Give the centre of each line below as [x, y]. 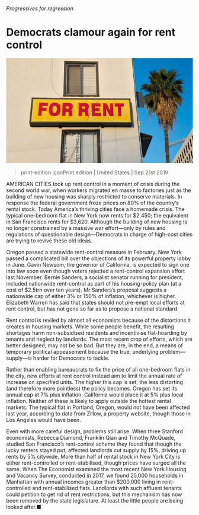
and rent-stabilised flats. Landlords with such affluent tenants [107, 488]
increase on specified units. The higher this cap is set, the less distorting [95, 382]
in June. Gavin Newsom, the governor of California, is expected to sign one [98, 265]
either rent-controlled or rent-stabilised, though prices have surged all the [96, 463]
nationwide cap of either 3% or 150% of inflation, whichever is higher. [91, 296]
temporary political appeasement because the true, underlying [82, 352]
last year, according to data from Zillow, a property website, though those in [99, 414]
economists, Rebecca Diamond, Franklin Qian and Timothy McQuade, [91, 438]
